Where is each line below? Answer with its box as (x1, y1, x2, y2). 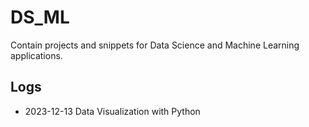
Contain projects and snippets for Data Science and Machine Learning (10, 39, 300, 51)
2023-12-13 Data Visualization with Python (24, 105, 201, 117)
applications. (10, 49, 63, 61)
